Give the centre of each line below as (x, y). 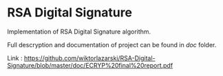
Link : (15, 58)
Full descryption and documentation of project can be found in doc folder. (112, 45)
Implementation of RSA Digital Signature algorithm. (79, 31)
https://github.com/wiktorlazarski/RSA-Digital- (90, 58)
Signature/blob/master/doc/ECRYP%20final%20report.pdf (90, 65)
